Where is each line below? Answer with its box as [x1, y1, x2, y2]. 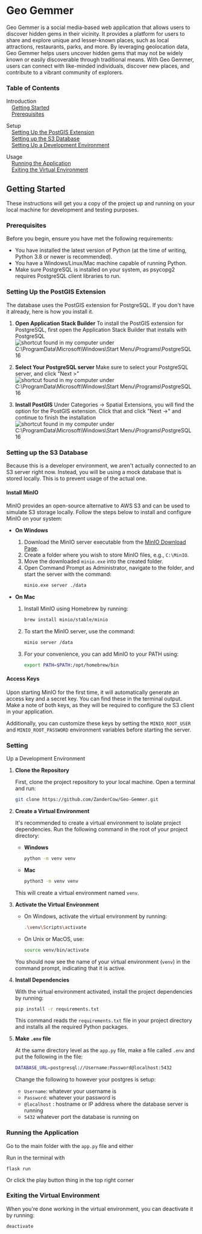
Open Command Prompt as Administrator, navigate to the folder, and [24, 564, 195, 572]
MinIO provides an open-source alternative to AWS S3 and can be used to [6, 502, 190, 509]
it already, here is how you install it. [6, 308, 93, 315]
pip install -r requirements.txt [14, 1006, 99, 1012]
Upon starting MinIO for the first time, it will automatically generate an [6, 688, 180, 696]
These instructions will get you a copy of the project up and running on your [6, 200, 195, 207]
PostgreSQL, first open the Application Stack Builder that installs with [14, 326, 187, 333]
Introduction [6, 97, 37, 105]
